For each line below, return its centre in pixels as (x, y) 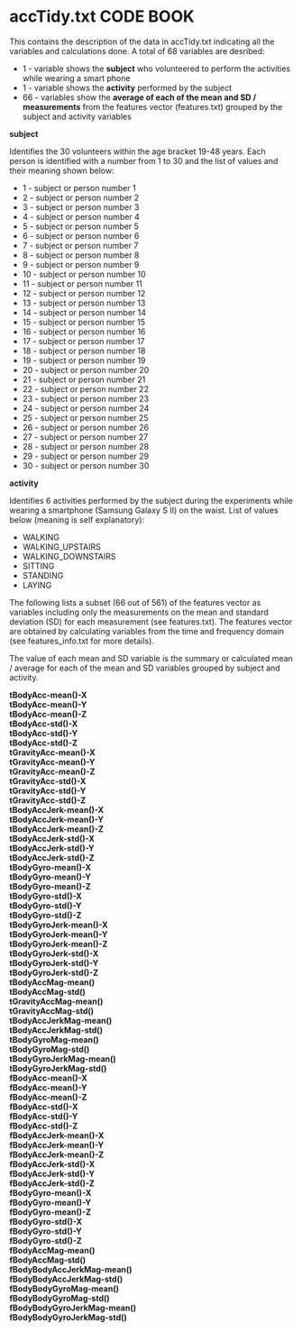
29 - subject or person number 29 (86, 456)
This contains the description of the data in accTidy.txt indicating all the (142, 41)
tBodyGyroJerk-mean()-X (59, 925)
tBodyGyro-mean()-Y (50, 877)
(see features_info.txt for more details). (82, 641)
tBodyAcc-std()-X (44, 724)
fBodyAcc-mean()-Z (48, 1097)
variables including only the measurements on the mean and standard (139, 612)
